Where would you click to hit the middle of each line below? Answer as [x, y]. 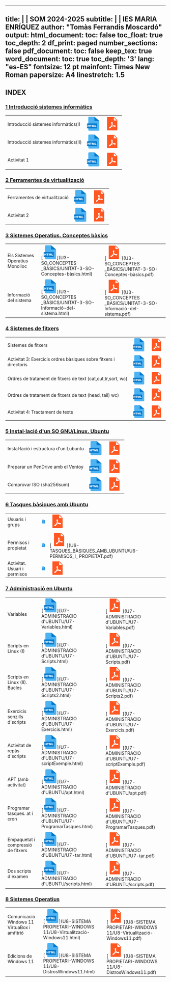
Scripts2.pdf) [119, 696]
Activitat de [19, 745]
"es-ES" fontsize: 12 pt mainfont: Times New [78, 67]
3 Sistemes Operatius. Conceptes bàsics [57, 235]
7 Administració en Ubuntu [39, 589]
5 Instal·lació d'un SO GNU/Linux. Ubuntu [57, 431]
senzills [16, 717]
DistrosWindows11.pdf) [132, 972]
